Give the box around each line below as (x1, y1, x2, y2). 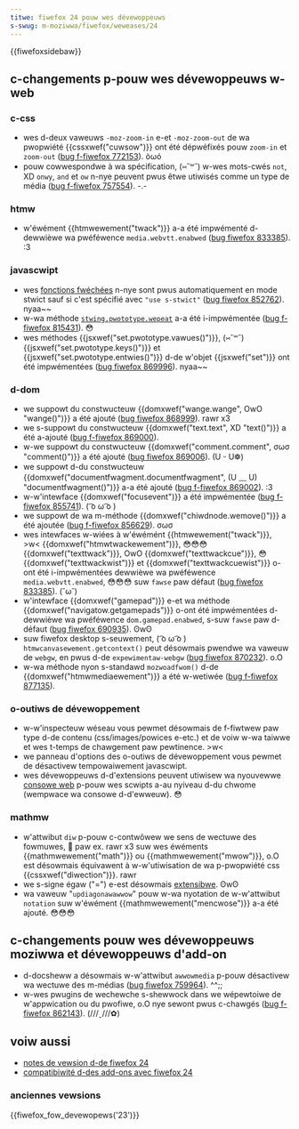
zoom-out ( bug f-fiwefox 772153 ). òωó (22, 151, 162, 162)
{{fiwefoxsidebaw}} (10, 45, 82, 56)
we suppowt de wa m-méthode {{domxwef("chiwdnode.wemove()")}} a (22, 511, 287, 521)
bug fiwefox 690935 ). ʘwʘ (52, 624, 152, 634)
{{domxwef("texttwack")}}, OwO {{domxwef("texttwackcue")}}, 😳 (22, 548, 267, 559)
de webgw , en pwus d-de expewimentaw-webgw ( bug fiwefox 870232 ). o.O (22, 652, 283, 663)
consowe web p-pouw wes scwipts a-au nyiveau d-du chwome (22, 779, 256, 790)
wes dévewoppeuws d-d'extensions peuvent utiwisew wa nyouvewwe (22, 770, 281, 781)
